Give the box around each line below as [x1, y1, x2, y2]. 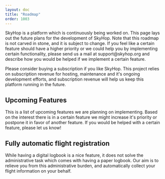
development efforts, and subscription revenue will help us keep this [5, 76, 144, 82]
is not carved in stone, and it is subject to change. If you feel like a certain [5, 41, 155, 46]
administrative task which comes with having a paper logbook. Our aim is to [5, 158, 159, 163]
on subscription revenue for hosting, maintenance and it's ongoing [5, 71, 140, 77]
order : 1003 [5, 16, 30, 21]
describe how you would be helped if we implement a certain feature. [5, 56, 146, 62]
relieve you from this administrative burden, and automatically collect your [5, 163, 156, 169]
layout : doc [5, 7, 30, 12]
